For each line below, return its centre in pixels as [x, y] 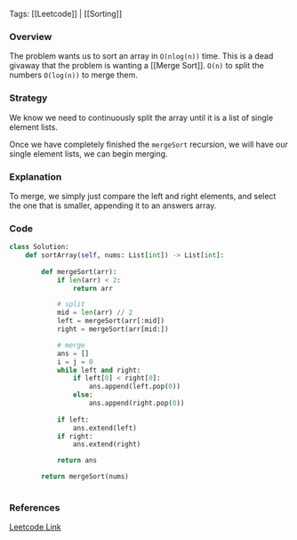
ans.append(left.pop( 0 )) [134, 387]
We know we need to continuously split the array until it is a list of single [141, 117]
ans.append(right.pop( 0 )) [136, 403]
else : [83, 395]
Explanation [36, 176]
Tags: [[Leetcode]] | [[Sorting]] [66, 14]
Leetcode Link [36, 527]
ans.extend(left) [105, 428]
